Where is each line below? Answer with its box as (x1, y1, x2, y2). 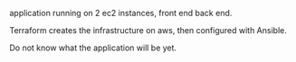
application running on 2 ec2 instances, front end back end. (9, 8, 233, 18)
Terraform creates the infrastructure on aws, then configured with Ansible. (9, 25, 287, 35)
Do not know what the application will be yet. (9, 42, 177, 53)
